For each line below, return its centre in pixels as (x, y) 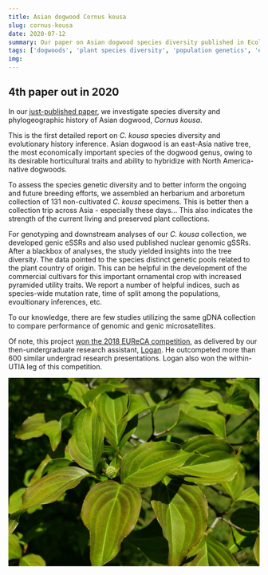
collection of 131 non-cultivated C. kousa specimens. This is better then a (129, 201)
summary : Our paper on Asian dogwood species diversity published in (126, 42)
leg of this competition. (65, 366)
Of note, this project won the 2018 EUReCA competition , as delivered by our (133, 341)
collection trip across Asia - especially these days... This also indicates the (131, 210)
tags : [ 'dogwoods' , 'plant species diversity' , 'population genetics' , (130, 51)
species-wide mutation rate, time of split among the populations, (114, 293)
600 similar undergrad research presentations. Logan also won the (118, 358)
